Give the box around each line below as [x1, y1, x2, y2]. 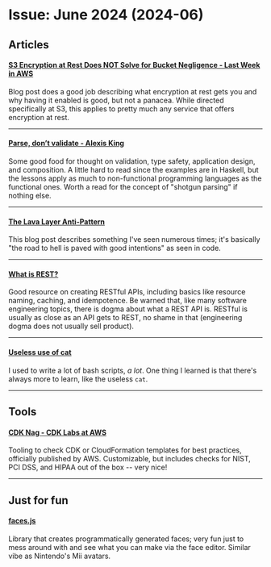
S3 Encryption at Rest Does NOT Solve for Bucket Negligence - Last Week [8, 60, 261, 70]
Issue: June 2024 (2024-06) [8, 6, 204, 24]
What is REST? [8, 269, 59, 279]
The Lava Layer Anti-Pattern [8, 216, 106, 227]
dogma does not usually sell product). [8, 321, 135, 331]
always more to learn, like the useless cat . [8, 373, 148, 384]
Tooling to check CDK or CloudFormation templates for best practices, [8, 445, 242, 455]
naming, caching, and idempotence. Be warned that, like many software [8, 296, 248, 306]
